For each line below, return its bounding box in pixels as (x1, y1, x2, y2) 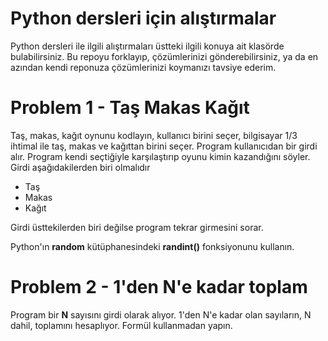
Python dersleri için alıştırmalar (10, 7, 277, 30)
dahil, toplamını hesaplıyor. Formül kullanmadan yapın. (10, 319, 233, 331)
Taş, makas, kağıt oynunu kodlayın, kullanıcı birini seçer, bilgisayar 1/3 (10, 129, 298, 141)
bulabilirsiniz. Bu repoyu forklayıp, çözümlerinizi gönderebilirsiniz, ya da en (10, 50, 319, 62)
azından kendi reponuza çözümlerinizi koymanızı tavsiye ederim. (10, 61, 277, 73)
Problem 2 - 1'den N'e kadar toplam (10, 276, 308, 299)
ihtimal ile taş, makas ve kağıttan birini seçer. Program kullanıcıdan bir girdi (10, 140, 318, 152)
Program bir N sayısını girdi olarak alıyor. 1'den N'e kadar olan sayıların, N (10, 308, 312, 321)
